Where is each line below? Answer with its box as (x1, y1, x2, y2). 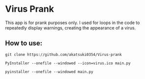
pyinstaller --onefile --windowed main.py (5, 69, 93, 74)
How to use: (5, 39, 43, 48)
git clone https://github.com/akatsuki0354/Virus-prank (5, 52, 122, 57)
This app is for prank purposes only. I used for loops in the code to (5, 20, 140, 26)
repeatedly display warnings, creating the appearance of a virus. (5, 25, 136, 30)
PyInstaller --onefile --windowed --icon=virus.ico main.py (5, 60, 131, 66)
